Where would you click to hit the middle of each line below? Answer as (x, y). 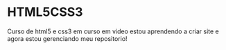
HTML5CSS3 (45, 12)
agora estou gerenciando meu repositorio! (67, 38)
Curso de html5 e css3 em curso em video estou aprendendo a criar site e (113, 31)
